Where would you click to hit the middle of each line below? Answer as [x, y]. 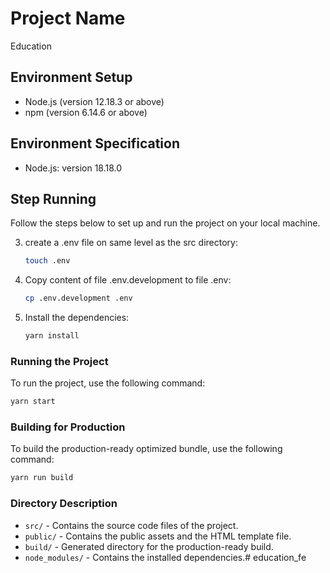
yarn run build [42, 478]
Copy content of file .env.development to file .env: [128, 280]
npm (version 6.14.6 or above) [86, 112]
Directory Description [64, 504]
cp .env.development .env [78, 298]
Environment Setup [71, 77]
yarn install [52, 336]
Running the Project [59, 361]
